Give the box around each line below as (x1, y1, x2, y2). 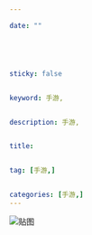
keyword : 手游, (9, 93, 64, 102)
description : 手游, (9, 117, 80, 127)
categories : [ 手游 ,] (9, 191, 84, 200)
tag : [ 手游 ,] (9, 166, 56, 175)
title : (9, 142, 34, 151)
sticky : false (9, 69, 63, 78)
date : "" (9, 21, 42, 30)
